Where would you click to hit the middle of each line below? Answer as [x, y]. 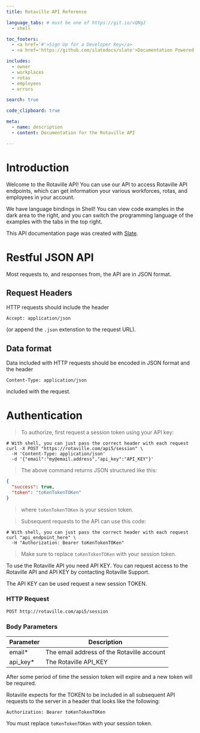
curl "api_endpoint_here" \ [41, 537]
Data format [29, 348]
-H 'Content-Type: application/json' [59, 454]
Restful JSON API [50, 257]
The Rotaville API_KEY [76, 662]
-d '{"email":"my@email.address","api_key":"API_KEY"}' [83, 459]
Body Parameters [32, 627]
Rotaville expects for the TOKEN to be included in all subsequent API [91, 695]
